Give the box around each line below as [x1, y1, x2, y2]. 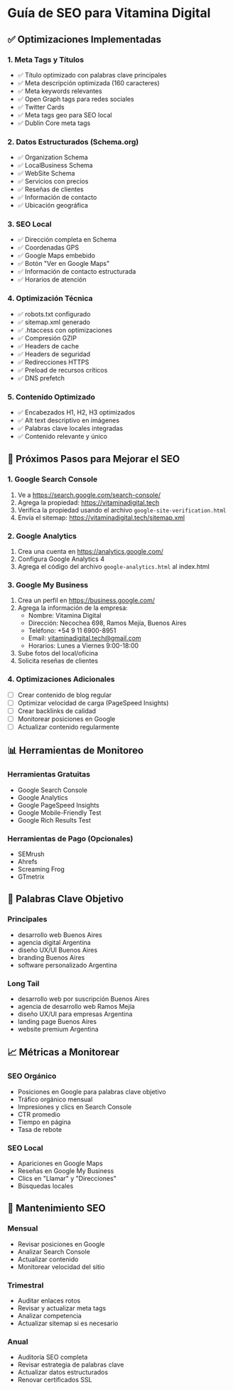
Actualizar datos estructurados [17, 1368, 109, 1376]
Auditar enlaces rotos [17, 1296, 81, 1305]
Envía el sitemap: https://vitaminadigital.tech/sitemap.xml [17, 513, 185, 522]
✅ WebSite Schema [17, 169, 75, 178]
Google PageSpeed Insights [17, 801, 99, 809]
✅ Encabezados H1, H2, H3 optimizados [17, 408, 136, 417]
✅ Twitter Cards [17, 102, 65, 111]
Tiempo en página [17, 1118, 71, 1126]
